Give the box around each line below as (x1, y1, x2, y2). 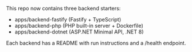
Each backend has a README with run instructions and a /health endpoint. (6, 40, 186, 46)
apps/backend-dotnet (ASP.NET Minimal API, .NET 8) (14, 28, 144, 35)
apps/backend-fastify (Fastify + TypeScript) (14, 16, 122, 23)
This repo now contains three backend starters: (6, 5, 121, 12)
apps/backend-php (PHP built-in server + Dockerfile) (14, 23, 144, 29)
